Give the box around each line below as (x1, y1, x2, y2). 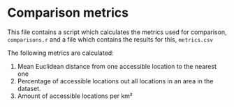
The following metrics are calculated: (7, 49, 114, 57)
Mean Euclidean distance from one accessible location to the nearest (17, 62, 217, 70)
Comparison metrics (7, 5, 129, 21)
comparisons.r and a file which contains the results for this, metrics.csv (7, 35, 213, 43)
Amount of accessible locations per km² (17, 92, 133, 100)
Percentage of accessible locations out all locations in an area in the (17, 76, 214, 85)
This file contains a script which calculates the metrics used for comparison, (7, 28, 227, 36)
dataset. (17, 84, 41, 92)
